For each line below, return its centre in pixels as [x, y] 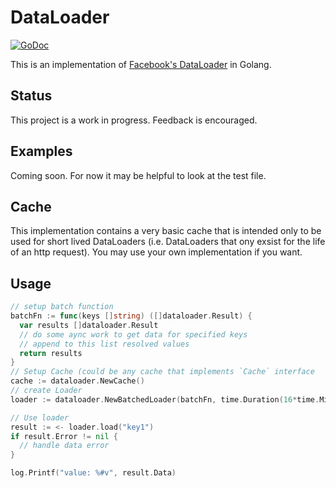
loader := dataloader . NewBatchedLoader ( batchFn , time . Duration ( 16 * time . [165, 399]
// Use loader [40, 417]
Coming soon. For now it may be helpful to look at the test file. [138, 175]
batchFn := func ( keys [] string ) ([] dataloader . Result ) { [131, 316]
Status [31, 96]
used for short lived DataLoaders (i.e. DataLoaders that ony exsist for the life [168, 242]
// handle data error [64, 446]
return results [51, 353]
